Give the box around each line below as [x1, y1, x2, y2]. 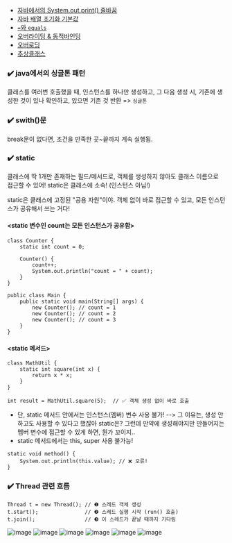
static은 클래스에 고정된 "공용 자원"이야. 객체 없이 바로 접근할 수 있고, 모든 [7, 195, 207, 203]
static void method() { [7, 451, 76, 458]
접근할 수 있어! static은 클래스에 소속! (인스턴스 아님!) [7, 181, 151, 189]
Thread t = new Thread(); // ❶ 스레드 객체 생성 [7, 501, 142, 508]
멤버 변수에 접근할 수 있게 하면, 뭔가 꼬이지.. [17, 428, 136, 436]
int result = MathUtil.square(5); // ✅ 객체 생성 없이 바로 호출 [7, 398, 190, 405]
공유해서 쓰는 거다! [19, 204, 71, 212]
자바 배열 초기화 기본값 [17, 15, 79, 23]
